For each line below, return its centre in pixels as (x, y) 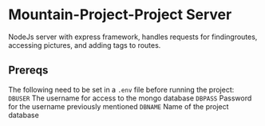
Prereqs (28, 71)
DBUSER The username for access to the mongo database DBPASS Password (130, 98)
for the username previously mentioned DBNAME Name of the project (119, 106)
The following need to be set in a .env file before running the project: (121, 89)
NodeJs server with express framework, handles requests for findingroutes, (133, 37)
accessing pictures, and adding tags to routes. (85, 45)
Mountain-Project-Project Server (120, 15)
